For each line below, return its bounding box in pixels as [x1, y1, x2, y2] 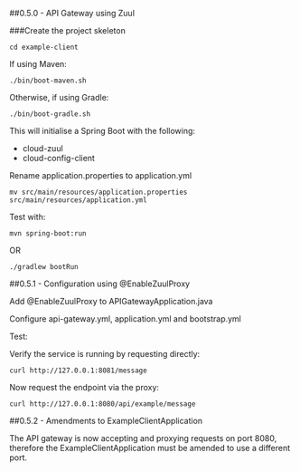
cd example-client [9, 43, 79, 52]
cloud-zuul [22, 143, 63, 153]
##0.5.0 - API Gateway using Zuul [9, 8, 136, 18]
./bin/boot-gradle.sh [9, 110, 91, 119]
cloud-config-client [22, 153, 95, 163]
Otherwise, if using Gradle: [9, 92, 109, 102]
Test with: [9, 212, 46, 222]
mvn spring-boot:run [9, 229, 88, 238]
